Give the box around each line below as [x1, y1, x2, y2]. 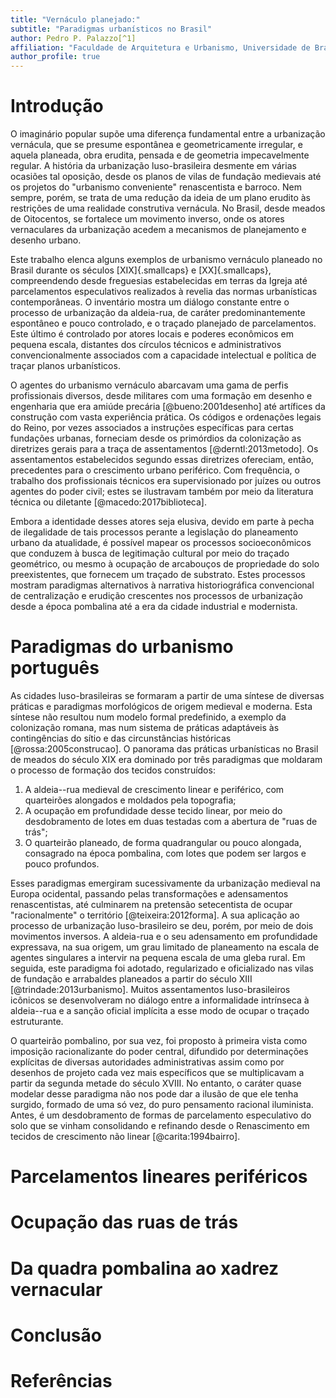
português [10, 657, 100, 680]
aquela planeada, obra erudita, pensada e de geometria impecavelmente [10, 149, 310, 161]
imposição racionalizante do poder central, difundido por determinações [10, 1046, 309, 1057]
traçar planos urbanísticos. [10, 360, 121, 372]
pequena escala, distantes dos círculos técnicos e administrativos [10, 339, 282, 351]
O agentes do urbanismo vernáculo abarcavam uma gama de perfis [10, 379, 289, 391]
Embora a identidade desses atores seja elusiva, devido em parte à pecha [10, 516, 315, 528]
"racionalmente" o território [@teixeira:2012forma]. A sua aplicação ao [10, 909, 300, 921]
